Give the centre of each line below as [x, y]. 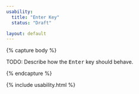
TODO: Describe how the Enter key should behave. [70, 62]
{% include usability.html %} [41, 85]
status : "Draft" [31, 23]
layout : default [26, 33]
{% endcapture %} [29, 73]
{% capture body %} [31, 51]
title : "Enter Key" [36, 17]
